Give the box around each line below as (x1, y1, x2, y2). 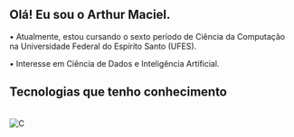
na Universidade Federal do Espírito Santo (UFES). (9, 41, 197, 51)
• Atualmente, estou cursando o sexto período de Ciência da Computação (9, 31, 286, 41)
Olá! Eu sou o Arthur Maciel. (9, 7, 171, 23)
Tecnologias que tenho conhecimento (9, 85, 228, 100)
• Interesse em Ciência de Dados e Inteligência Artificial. (9, 58, 220, 68)
